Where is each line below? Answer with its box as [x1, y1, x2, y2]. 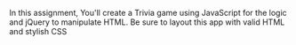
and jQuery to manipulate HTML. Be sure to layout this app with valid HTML [9, 17, 285, 27]
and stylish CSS [9, 26, 68, 36]
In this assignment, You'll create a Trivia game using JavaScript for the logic [9, 8, 287, 18]
